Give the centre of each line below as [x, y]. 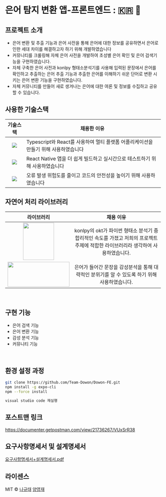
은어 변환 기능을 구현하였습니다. [52, 80]
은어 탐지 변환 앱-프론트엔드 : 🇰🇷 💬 [73, 10]
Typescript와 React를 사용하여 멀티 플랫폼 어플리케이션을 [90, 142]
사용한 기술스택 [27, 110]
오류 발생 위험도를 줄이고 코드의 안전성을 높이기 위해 [83, 175]
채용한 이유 [92, 128]
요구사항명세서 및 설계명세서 [46, 446]
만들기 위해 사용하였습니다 [55, 149]
